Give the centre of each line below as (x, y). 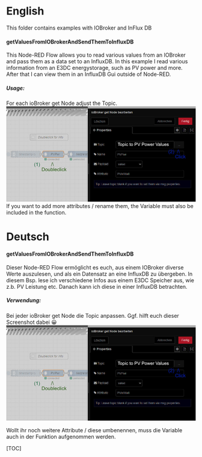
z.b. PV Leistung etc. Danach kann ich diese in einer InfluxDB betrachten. (97, 286)
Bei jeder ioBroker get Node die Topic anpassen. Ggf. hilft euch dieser (93, 315)
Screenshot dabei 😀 (32, 322)
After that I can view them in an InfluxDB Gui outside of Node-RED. (89, 74)
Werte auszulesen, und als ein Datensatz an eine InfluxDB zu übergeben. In (99, 274)
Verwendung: (24, 300)
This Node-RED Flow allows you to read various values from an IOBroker (96, 55)
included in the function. (36, 213)
